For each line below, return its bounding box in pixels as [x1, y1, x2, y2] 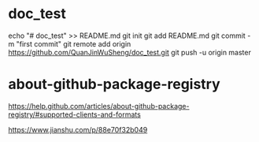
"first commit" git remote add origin [16, 39, 131, 48]
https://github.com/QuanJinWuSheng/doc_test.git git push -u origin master [8, 47, 252, 57]
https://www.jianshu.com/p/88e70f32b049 [8, 125, 148, 134]
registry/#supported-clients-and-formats [8, 110, 142, 119]
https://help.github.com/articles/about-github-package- [8, 101, 190, 110]
